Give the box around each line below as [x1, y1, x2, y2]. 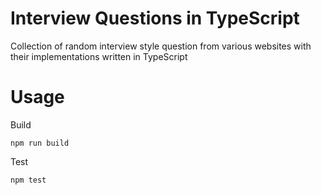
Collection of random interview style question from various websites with [10, 40, 312, 52]
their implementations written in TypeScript [10, 50, 188, 62]
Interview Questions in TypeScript [10, 7, 300, 30]
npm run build [10, 138, 70, 148]
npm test [10, 175, 47, 185]
